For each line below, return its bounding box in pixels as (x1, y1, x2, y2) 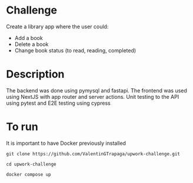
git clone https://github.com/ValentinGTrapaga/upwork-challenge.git (6, 151, 181, 157)
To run (6, 120, 38, 134)
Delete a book (14, 41, 49, 48)
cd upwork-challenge (6, 161, 57, 167)
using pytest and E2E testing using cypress (6, 99, 111, 107)
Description (6, 68, 65, 81)
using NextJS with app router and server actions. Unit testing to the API (6, 93, 179, 100)
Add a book (14, 34, 43, 41)
